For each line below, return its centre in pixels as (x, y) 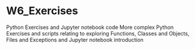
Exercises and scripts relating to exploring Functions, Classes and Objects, (98, 33)
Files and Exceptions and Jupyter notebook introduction (75, 40)
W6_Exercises (42, 11)
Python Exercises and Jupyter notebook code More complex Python (90, 27)
